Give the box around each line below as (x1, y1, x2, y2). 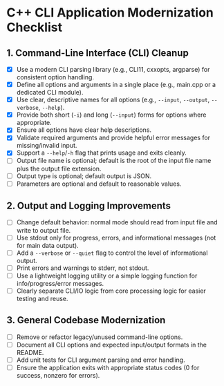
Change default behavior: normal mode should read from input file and (16, 218, 218, 226)
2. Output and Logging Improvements (6, 200, 171, 212)
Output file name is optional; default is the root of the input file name (16, 157, 212, 165)
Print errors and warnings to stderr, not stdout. (16, 264, 149, 272)
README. (16, 348, 44, 356)
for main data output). (16, 241, 79, 249)
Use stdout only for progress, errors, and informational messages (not (16, 233, 216, 242)
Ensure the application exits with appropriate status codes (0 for (16, 363, 200, 371)
